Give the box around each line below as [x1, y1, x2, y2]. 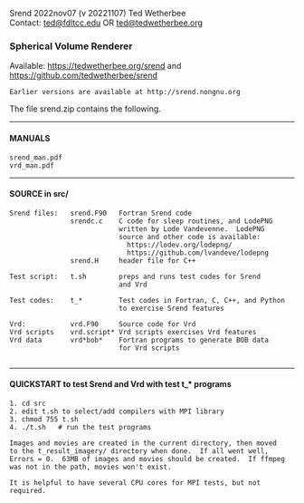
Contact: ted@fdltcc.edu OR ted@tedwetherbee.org [9, 17, 204, 28]
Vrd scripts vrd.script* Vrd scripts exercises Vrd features [9, 327, 257, 336]
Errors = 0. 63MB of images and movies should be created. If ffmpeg [9, 454, 285, 463]
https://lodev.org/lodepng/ [126, 240, 233, 249]
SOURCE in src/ [9, 189, 70, 199]
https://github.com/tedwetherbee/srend [9, 70, 158, 81]
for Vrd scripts [119, 343, 180, 353]
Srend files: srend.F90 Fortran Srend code [9, 208, 193, 218]
